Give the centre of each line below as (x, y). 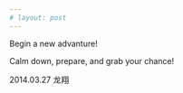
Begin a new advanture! (53, 43)
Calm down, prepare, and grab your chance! (92, 60)
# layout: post (38, 18)
